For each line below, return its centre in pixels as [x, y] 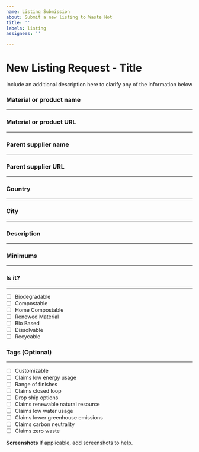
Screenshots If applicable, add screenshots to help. [70, 443]
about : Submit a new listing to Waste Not [59, 17]
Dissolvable [29, 330]
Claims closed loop [38, 390]
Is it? [13, 278]
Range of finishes [36, 384]
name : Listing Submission [38, 12]
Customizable [31, 371]
